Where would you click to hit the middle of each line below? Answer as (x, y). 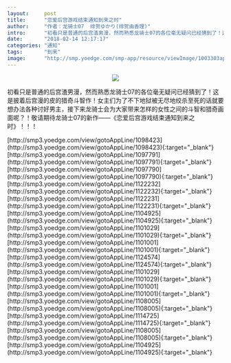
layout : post (32, 13)
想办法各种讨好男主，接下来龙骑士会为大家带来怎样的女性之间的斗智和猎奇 (112, 109)
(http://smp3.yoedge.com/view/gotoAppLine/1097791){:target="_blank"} (109, 162)
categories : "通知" (34, 45)
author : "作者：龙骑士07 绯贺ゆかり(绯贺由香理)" (79, 26)
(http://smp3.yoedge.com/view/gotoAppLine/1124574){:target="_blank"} (109, 264)
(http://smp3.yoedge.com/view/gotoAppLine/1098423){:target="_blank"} (111, 147)
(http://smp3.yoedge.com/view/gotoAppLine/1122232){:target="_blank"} (110, 191)
